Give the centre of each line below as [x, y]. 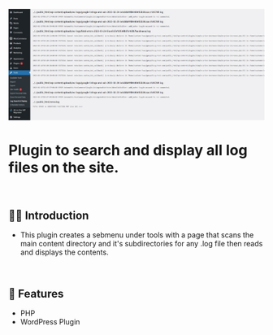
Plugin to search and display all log [128, 150]
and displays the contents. [64, 252]
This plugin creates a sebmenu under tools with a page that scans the [137, 235]
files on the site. [64, 167]
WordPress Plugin [50, 322]
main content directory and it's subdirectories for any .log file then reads [141, 244]
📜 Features [36, 294]
